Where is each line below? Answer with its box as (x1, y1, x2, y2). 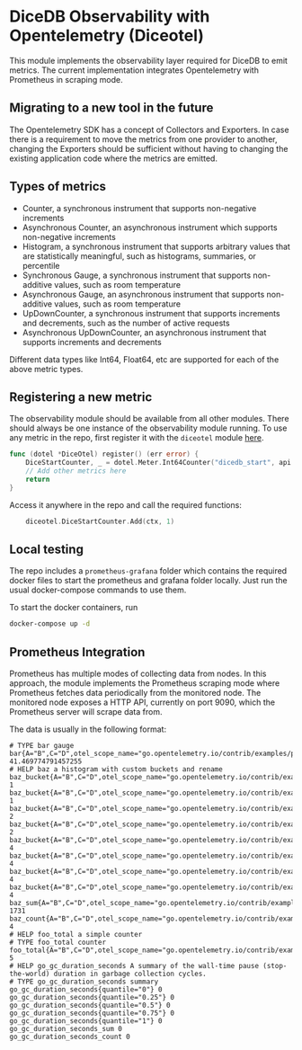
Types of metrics (9, 179, 106, 194)
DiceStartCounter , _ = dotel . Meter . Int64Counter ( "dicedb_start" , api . (25, 458, 296, 467)
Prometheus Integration (9, 645, 146, 660)
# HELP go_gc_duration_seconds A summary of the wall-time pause (9, 962, 259, 971)
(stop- (262, 962, 288, 971)
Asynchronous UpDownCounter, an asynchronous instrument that (22, 326, 267, 338)
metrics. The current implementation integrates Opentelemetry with (9, 65, 259, 76)
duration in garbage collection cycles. (53, 969, 207, 979)
